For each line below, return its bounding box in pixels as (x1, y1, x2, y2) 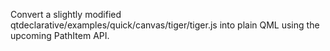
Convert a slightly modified (10, 9, 122, 20)
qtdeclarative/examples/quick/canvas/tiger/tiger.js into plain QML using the (10, 19, 320, 31)
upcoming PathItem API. (10, 30, 110, 41)
